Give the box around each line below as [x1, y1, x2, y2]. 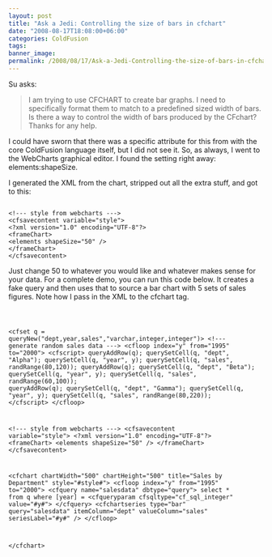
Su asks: [8, 79, 37, 89]
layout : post [8, 11, 53, 20]
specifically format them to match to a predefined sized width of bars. [28, 103, 261, 113]
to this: [8, 186, 32, 196]
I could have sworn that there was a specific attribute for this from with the [8, 136, 257, 146]
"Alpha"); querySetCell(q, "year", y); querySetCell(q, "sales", [8, 355, 233, 364]
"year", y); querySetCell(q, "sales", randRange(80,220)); [8, 391, 212, 399]
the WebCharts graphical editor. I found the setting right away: [8, 153, 216, 163]
